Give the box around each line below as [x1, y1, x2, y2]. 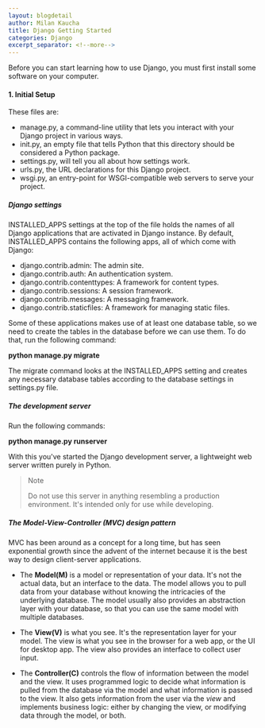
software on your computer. [8, 72, 99, 81]
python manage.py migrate [8, 350, 101, 360]
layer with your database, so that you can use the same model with [19, 604, 240, 614]
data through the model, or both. [19, 711, 127, 720]
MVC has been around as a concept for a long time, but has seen [8, 538, 221, 548]
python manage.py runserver [8, 436, 108, 446]
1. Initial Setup [8, 89, 56, 99]
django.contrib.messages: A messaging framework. [19, 295, 189, 304]
